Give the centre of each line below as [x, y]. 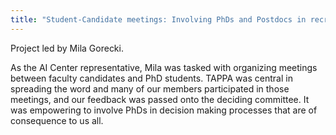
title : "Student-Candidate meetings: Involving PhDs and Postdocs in [158, 19]
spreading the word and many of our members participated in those [150, 88]
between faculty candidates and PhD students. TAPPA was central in [151, 78]
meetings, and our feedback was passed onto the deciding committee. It [160, 99]
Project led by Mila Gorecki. [67, 48]
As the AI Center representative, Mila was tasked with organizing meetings [164, 67]
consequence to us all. [57, 120]
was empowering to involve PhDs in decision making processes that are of [164, 110]
